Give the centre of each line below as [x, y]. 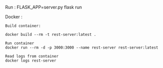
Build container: [23, 26]
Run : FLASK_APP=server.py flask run [44, 7]
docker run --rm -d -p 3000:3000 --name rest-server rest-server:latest [82, 48]
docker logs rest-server [31, 61]
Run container [20, 43]
